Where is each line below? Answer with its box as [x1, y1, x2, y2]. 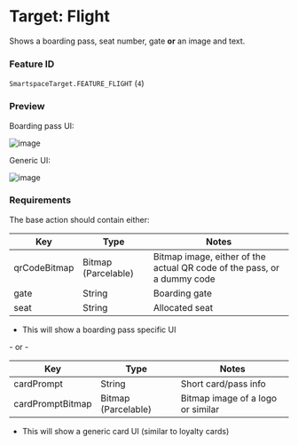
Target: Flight [9, 6, 111, 27]
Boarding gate [153, 287, 213, 299]
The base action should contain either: [9, 214, 150, 225]
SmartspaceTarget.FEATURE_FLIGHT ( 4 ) [9, 78, 145, 89]
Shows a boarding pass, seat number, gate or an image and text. [9, 36, 246, 46]
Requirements [9, 194, 72, 206]
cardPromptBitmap [13, 397, 92, 409]
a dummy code [153, 273, 216, 285]
